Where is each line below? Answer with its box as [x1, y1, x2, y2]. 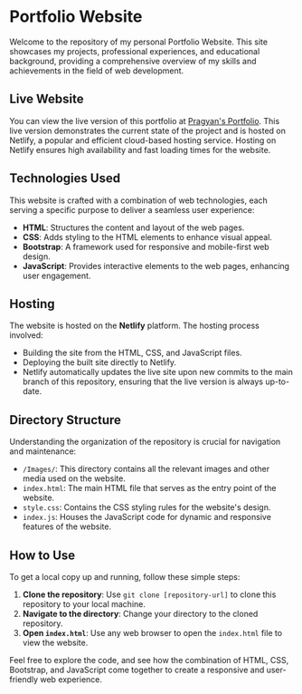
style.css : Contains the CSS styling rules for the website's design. [22, 502, 271, 513]
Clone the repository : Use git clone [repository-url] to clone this [22, 589, 277, 600]
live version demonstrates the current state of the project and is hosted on [9, 125, 287, 136]
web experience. [40, 674, 102, 685]
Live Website [9, 92, 84, 107]
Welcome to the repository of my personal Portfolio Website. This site [9, 36, 269, 47]
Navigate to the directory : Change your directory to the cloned [22, 609, 259, 619]
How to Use [9, 547, 76, 563]
